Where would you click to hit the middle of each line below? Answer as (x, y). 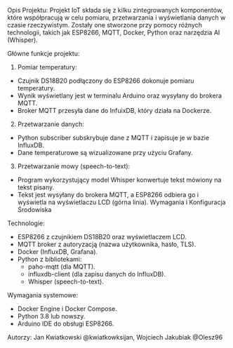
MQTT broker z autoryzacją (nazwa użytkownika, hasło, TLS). (107, 244)
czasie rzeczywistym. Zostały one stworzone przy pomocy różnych (105, 25)
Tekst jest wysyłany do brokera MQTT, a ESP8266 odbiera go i (108, 195)
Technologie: (26, 223)
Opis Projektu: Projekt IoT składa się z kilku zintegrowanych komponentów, (115, 10)
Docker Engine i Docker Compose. (67, 309)
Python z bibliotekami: (49, 259)
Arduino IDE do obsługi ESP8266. (66, 323)
